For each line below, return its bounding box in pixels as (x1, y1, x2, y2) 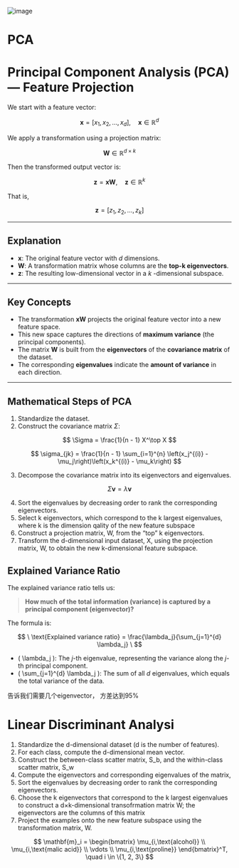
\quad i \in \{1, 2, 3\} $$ (85, 852, 154, 861)
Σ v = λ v (107, 485, 132, 493)
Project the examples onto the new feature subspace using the (17, 816, 202, 825)
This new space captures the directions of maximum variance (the (17, 330, 215, 339)
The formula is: (7, 619, 52, 627)
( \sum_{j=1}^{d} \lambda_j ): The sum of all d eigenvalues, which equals (17, 668, 230, 677)
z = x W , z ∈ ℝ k (93, 177, 146, 186)
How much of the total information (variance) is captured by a (24, 597, 211, 606)
